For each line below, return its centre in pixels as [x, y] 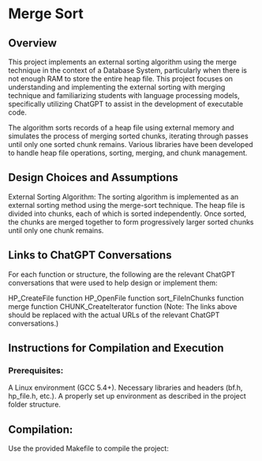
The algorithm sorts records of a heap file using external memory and [121, 128]
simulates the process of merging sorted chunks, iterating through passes [128, 136]
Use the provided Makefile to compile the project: [89, 448]
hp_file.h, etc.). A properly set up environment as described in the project [127, 396]
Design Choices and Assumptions [94, 178]
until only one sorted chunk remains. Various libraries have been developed [131, 144]
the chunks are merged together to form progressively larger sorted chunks [131, 221]
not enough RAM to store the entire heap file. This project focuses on [121, 79]
